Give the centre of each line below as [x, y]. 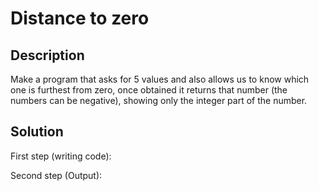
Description [47, 55]
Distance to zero [80, 18]
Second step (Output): [56, 175]
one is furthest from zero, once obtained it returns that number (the [149, 90]
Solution [37, 132]
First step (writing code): [61, 156]
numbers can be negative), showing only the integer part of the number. [159, 100]
